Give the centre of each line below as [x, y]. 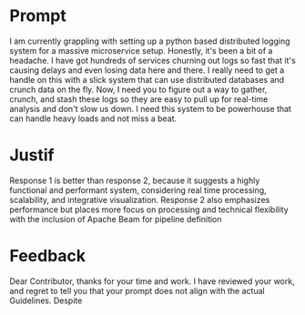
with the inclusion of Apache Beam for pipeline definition [116, 218]
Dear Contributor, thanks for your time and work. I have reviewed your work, [152, 281]
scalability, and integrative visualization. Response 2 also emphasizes [140, 199]
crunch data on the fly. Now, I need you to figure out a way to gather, [138, 89]
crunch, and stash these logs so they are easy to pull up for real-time [139, 99]
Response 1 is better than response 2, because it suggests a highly [135, 180]
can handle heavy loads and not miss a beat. [93, 118]
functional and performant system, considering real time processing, [138, 190]
